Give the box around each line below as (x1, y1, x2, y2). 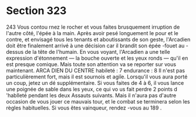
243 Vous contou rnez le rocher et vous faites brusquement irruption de (6, 23, 180, 30)
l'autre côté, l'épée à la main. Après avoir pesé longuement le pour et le (6, 29, 179, 36)
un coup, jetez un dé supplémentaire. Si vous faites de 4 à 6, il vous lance (6, 79, 184, 86)
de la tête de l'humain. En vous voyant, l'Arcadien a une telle (25, 48, 170, 55)
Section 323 (6, 4, 67, 18)
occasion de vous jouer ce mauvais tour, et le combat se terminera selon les (6, 98, 190, 105)
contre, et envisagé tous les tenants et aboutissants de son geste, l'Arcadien (6, 36, 191, 43)
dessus (6, 48, 24, 55)
